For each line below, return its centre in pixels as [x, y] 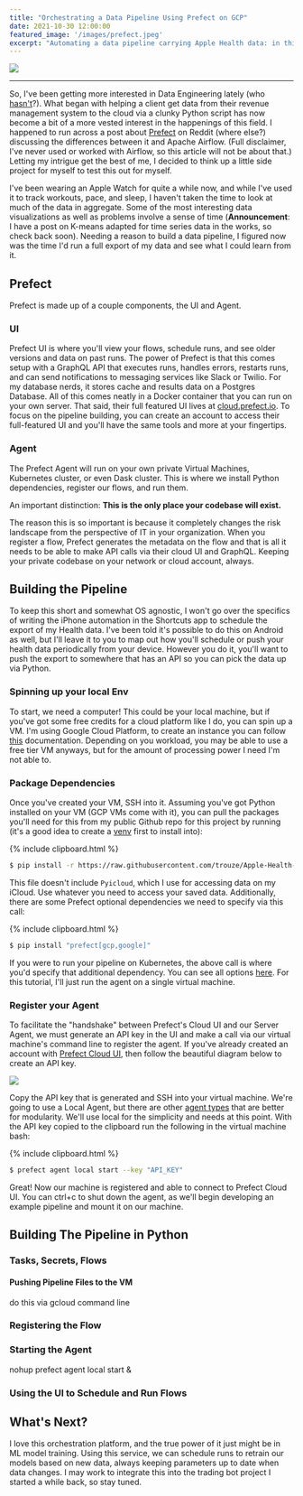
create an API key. [43, 1064]
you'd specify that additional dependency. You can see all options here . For [149, 972]
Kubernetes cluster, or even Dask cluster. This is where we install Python [144, 478]
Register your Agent [54, 1005]
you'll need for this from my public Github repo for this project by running [145, 822]
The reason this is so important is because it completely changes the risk [145, 522]
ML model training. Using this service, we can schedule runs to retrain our [147, 1454]
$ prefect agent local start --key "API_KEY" [96, 1170]
